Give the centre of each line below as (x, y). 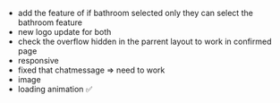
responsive (38, 60)
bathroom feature (50, 22)
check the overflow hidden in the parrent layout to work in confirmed (144, 41)
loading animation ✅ (55, 89)
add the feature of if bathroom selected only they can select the (135, 13)
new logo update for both (64, 32)
